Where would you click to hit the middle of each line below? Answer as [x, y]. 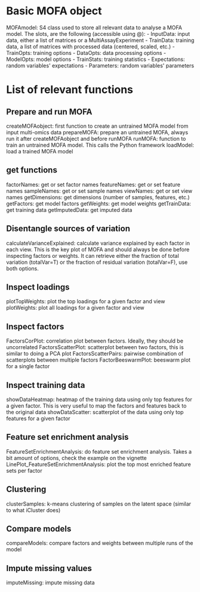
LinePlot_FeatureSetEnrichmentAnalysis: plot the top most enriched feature [99, 464]
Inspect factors [35, 326]
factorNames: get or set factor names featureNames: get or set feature [93, 184]
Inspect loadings [38, 287]
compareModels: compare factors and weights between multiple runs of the [100, 543]
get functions [32, 170]
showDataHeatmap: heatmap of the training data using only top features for [99, 399]
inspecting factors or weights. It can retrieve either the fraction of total [93, 255]
